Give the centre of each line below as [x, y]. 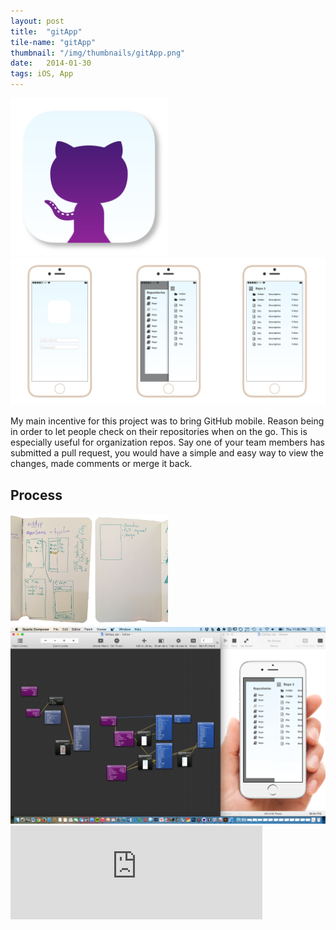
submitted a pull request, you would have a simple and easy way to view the [167, 453]
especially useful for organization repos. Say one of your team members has [167, 442]
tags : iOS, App [42, 74]
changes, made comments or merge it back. [101, 464]
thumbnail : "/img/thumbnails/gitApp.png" [98, 53]
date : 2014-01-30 [51, 63]
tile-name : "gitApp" [53, 42]
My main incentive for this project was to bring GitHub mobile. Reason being [167, 421]
